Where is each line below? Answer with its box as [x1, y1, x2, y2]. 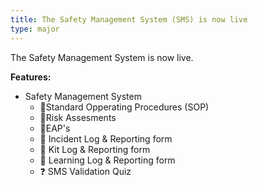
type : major [10, 24, 60, 34]
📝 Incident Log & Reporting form [39, 132, 173, 145]
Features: [10, 71, 52, 83]
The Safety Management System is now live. [10, 51, 194, 63]
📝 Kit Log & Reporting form [39, 143, 151, 155]
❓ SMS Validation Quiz [39, 165, 132, 177]
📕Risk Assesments [39, 111, 117, 123]
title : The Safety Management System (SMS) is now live [10, 14, 248, 25]
